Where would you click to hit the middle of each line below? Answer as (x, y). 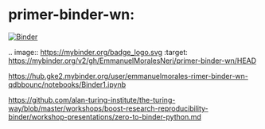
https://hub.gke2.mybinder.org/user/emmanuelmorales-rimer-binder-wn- (129, 76)
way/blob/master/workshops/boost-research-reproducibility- (108, 108)
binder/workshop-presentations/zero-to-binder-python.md (105, 116)
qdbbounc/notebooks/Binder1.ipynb (67, 84)
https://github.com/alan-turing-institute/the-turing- (92, 100)
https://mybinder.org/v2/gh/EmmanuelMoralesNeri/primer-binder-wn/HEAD (132, 61)
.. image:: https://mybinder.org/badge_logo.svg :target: (98, 52)
